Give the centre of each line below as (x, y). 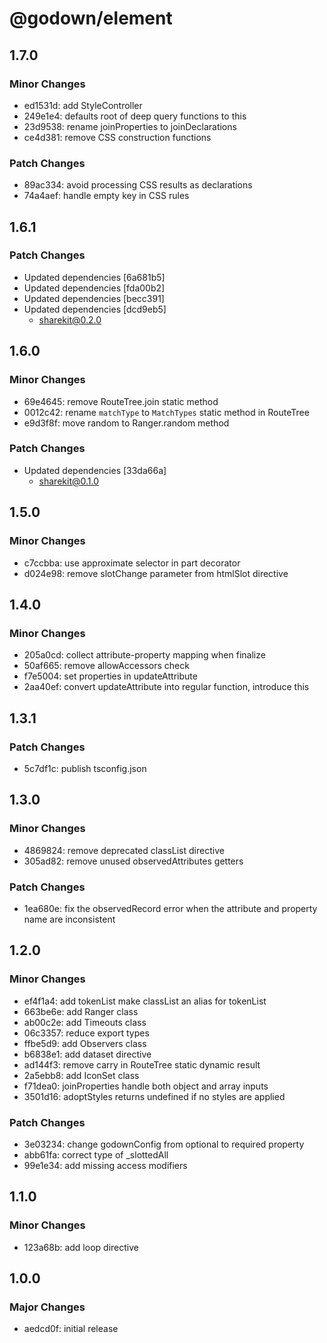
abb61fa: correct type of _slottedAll (96, 1154)
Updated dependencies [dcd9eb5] (95, 309)
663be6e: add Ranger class (81, 1011)
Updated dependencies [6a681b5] (94, 277)
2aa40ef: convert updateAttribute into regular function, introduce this (166, 687)
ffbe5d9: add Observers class (85, 1043)
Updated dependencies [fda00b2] (94, 288)
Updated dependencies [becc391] (94, 298)
